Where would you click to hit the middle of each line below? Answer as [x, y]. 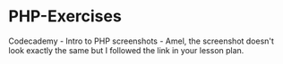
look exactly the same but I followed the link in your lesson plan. [126, 50]
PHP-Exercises [65, 16]
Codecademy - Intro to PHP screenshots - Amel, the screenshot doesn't [141, 41]
